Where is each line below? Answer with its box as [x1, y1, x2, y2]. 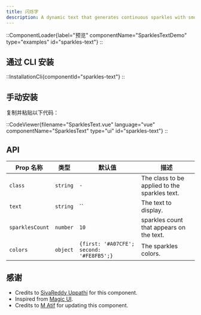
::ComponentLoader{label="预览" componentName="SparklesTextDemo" [6, 31, 187, 39]
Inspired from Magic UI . [14, 295, 74, 302]
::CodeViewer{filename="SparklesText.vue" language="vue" [6, 121, 156, 129]
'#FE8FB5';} [79, 252, 114, 259]
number [54, 224, 74, 231]
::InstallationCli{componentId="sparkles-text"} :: [6, 73, 125, 81]
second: [79, 246, 101, 253]
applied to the [141, 181, 180, 189]
